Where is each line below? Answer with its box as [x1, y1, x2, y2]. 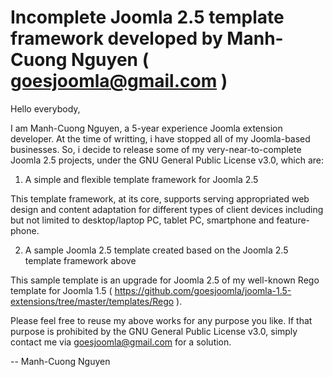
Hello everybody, [10, 102, 81, 115]
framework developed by [10, 27, 223, 50]
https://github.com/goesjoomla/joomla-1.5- [114, 284, 292, 296]
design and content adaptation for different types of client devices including [10, 203, 324, 215]
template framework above [24, 254, 137, 266]
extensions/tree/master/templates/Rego [10, 295, 175, 307]
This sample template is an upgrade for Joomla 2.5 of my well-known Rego [10, 274, 320, 286]
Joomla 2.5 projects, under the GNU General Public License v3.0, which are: [10, 154, 325, 166]
